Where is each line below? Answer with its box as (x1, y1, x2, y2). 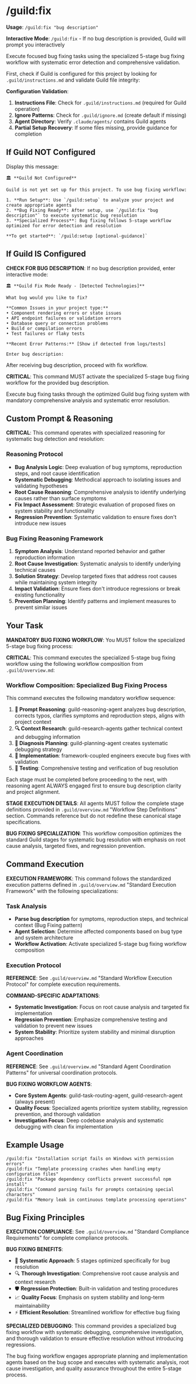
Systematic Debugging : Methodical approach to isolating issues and (14, 476, 181, 483)
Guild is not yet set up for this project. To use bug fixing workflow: (6, 187, 187, 193)
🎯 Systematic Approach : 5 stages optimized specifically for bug (14, 1257, 170, 1264)
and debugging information (14, 733, 81, 740)
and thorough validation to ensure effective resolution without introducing (6, 1335, 184, 1342)
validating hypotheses (14, 482, 68, 489)
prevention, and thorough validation (14, 1110, 101, 1117)
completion (14, 130, 42, 137)
